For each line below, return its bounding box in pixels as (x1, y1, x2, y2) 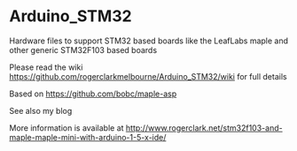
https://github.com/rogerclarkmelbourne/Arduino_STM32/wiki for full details (9, 71, 287, 81)
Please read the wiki (9, 62, 83, 72)
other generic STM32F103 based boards (9, 44, 158, 55)
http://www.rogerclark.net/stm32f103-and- (125, 122, 283, 133)
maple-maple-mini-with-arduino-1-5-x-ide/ (9, 132, 167, 142)
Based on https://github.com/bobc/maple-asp (9, 88, 177, 99)
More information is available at (9, 122, 124, 133)
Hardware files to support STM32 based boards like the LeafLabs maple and (9, 35, 289, 46)
